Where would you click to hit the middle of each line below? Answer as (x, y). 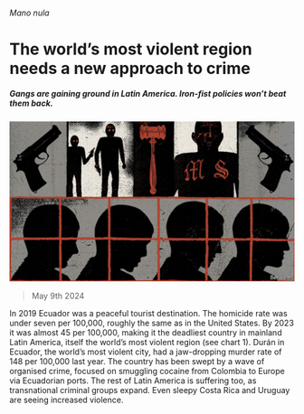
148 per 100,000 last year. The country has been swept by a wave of (137, 362)
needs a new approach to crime (130, 68)
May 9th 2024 (58, 296)
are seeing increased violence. (66, 400)
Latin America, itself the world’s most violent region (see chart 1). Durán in (147, 343)
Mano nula (29, 13)
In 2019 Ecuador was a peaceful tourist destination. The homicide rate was (148, 314)
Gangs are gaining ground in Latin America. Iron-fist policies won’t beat (148, 94)
